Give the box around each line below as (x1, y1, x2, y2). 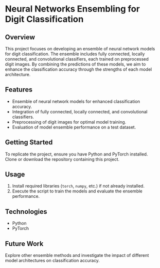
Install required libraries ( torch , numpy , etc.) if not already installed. (12, 183, 145, 189)
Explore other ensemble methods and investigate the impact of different (5, 252, 149, 258)
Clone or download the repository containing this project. (5, 156, 120, 162)
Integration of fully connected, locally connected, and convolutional (12, 109, 147, 114)
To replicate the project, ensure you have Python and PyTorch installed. (5, 151, 148, 157)
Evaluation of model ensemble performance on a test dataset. (12, 124, 136, 130)
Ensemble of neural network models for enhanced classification (12, 98, 140, 104)
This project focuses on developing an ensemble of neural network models (5, 46, 155, 51)
